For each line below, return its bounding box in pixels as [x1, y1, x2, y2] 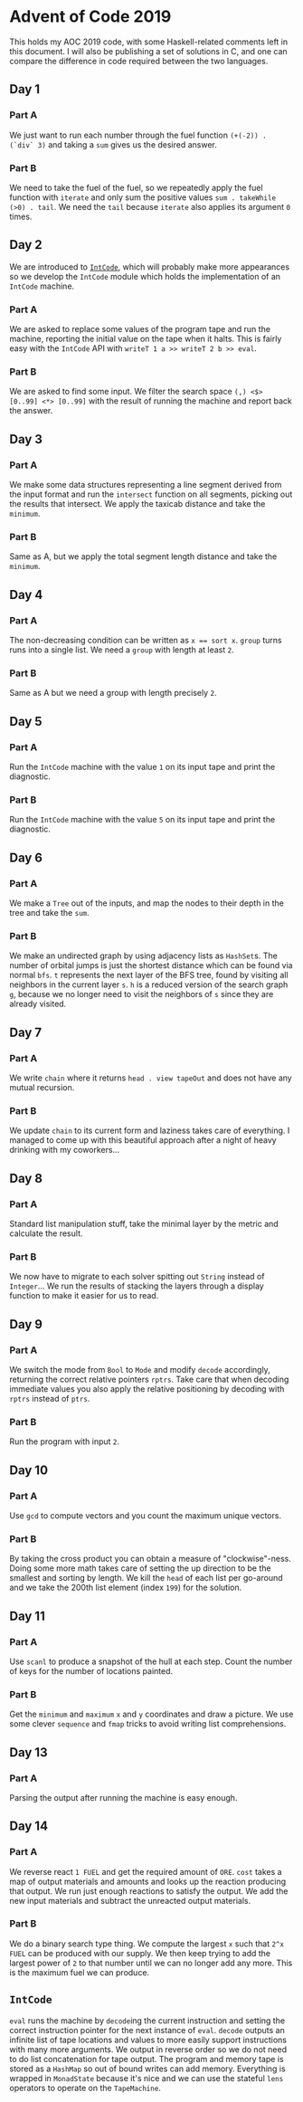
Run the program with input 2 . [9, 1436, 120, 1447]
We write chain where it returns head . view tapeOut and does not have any [9, 1072, 292, 1083]
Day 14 [9, 1819, 48, 1834]
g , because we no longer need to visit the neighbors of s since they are [9, 989, 274, 1000]
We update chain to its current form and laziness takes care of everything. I [9, 1125, 290, 1137]
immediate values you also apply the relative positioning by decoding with [9, 1383, 285, 1394]
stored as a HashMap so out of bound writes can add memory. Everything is [9, 2063, 287, 2074]
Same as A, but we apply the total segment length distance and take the [9, 551, 278, 562]
